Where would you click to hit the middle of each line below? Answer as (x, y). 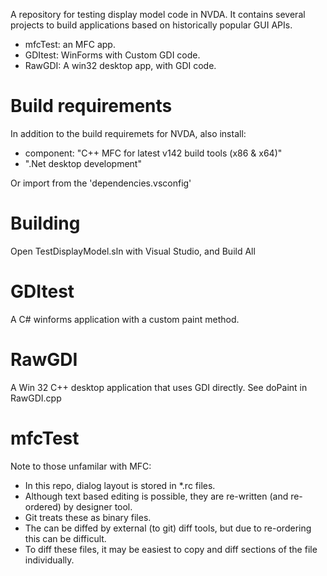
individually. (49, 560)
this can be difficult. (65, 538)
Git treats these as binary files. (88, 517)
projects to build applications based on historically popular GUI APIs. (151, 25)
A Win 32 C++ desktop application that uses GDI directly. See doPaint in (159, 387)
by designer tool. (98, 506)
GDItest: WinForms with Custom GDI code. (112, 55)
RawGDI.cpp (36, 398)
